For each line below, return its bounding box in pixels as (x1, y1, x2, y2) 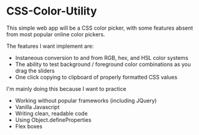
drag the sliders (15, 67, 55, 74)
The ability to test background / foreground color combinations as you (15, 61, 191, 68)
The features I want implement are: (6, 42, 94, 50)
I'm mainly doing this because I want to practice (6, 85, 127, 92)
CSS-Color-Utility (6, 4, 97, 18)
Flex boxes (15, 122, 43, 130)
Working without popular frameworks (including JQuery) (15, 97, 157, 104)
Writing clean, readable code (15, 110, 88, 117)
